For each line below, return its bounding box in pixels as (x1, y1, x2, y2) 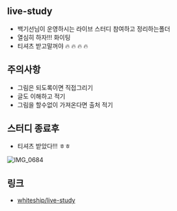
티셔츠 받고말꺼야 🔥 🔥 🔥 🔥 (17, 41, 88, 50)
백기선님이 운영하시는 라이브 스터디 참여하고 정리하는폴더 (17, 24, 171, 33)
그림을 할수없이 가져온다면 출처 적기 (17, 100, 114, 109)
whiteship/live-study (17, 196, 76, 205)
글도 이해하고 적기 (17, 92, 65, 100)
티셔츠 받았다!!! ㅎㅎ (17, 142, 71, 151)
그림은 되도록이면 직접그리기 (17, 83, 94, 91)
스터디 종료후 (7, 123, 60, 135)
